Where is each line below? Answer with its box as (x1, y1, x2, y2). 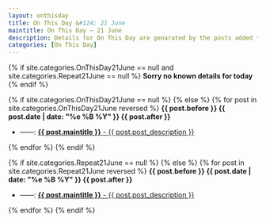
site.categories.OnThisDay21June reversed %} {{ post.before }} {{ (8, 104, 226, 113)
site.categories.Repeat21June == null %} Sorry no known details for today (8, 71, 253, 81)
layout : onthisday (8, 11, 69, 20)
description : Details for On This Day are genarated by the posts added (8, 33, 253, 42)
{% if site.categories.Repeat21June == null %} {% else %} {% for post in (8, 158, 245, 167)
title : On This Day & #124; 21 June (8, 19, 126, 27)
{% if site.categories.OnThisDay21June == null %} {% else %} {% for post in (8, 95, 257, 105)
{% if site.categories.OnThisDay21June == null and (8, 63, 174, 72)
